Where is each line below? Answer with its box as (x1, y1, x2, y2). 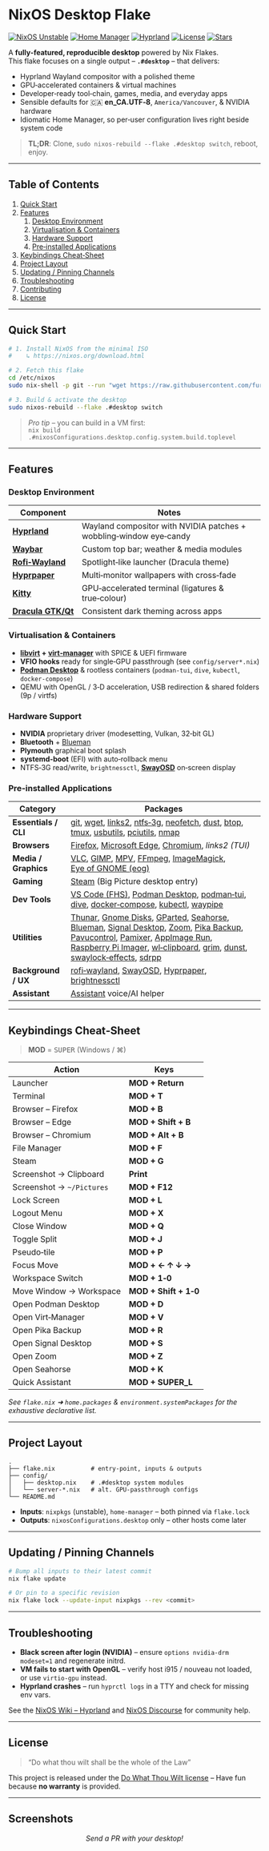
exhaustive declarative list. (8, 1406, 98, 1415)
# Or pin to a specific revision (8, 1589, 120, 1597)
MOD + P (128, 1247, 163, 1258)
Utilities (12, 932, 42, 943)
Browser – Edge (12, 1117, 72, 1128)
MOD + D (128, 1299, 164, 1310)
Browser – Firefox (12, 1103, 78, 1114)
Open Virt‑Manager (12, 1311, 86, 1323)
